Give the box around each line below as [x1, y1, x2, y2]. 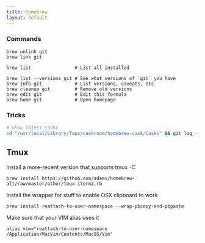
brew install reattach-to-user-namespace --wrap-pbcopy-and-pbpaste [6, 203, 184, 209]
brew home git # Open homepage [6, 96, 116, 103]
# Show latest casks [6, 125, 59, 131]
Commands [6, 35, 41, 43]
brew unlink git [6, 48, 48, 55]
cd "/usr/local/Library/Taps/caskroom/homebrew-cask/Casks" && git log [6, 130, 192, 136]
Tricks [6, 111, 26, 119]
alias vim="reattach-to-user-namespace [6, 225, 108, 232]
